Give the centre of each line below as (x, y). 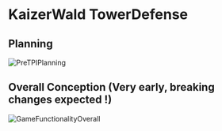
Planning (31, 44)
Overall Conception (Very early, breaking (112, 87)
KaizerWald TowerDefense (98, 15)
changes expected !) (60, 100)
